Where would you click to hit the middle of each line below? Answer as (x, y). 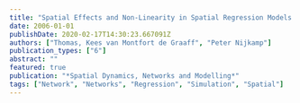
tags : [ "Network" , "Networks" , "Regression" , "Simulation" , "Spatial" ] (146, 84)
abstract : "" (34, 59)
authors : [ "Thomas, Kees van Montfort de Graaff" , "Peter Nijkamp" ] (141, 43)
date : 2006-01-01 (42, 26)
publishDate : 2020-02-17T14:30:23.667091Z (90, 34)
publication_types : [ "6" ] (58, 51)
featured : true (38, 68)
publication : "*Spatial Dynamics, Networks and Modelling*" (125, 76)
